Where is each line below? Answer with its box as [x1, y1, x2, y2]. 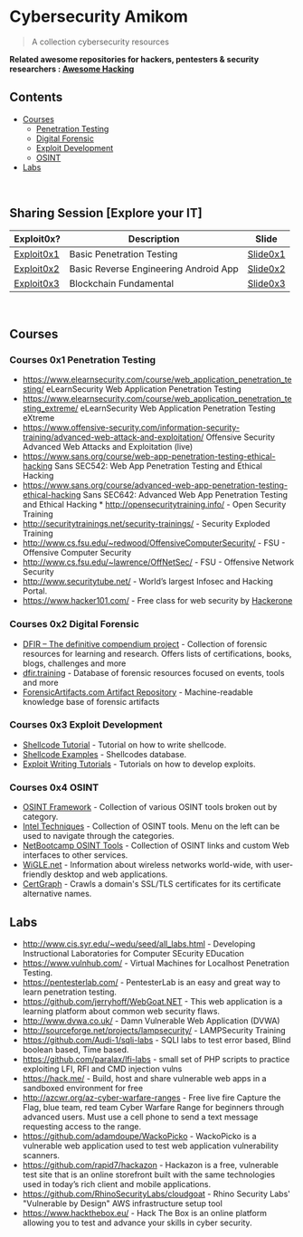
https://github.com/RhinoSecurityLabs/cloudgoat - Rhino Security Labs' [22, 1188, 291, 1199]
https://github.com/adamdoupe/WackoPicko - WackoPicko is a [22, 1130, 257, 1141]
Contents [9, 90, 63, 105]
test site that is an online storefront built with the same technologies [22, 1169, 276, 1180]
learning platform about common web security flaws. [22, 1005, 220, 1016]
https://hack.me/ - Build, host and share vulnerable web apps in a [22, 1072, 267, 1083]
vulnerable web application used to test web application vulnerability [22, 1140, 279, 1151]
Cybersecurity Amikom [9, 6, 188, 27]
